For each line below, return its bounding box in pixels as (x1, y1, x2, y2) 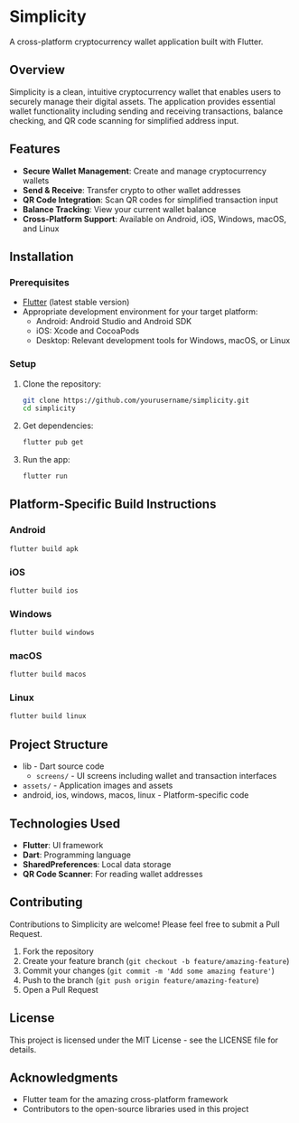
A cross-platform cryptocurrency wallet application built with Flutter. (9, 36, 264, 47)
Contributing (9, 894, 83, 910)
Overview (9, 62, 66, 78)
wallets (22, 174, 50, 186)
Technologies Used (9, 816, 120, 831)
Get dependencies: (22, 420, 94, 431)
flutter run (22, 472, 68, 481)
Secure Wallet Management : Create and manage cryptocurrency (22, 165, 266, 176)
